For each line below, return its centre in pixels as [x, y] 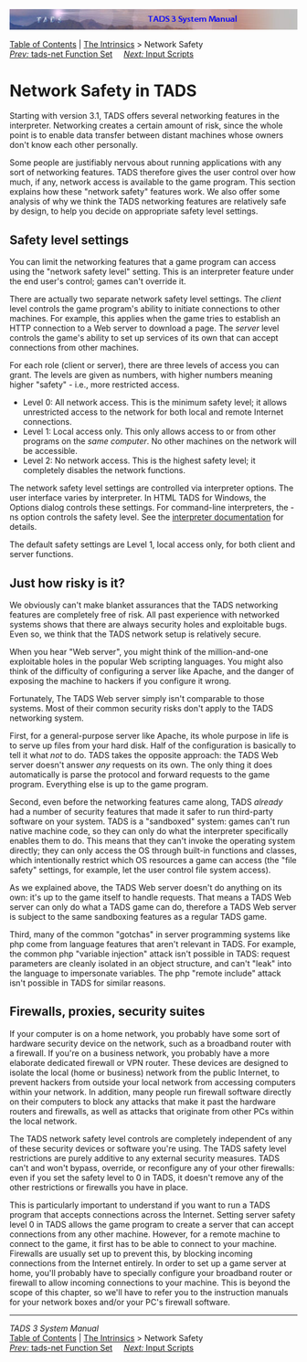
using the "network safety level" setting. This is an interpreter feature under [152, 272]
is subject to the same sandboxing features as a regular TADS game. [138, 917]
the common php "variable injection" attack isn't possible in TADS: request [150, 954]
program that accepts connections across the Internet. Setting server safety [153, 1214]
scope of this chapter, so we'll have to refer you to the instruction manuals [149, 1292]
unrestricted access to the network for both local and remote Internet [153, 412]
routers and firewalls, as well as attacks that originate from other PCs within [152, 1111]
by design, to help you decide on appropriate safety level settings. [134, 211]
